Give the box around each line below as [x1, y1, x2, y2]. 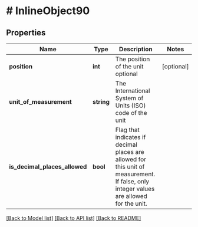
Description [118, 45, 153, 53]
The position [115, 55, 150, 63]
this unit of [115, 163, 145, 170]
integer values [115, 185, 155, 193]
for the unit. [115, 199, 147, 208]
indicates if [115, 133, 146, 141]
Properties [6, 28, 46, 38]
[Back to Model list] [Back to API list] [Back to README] [6, 215, 141, 222]
